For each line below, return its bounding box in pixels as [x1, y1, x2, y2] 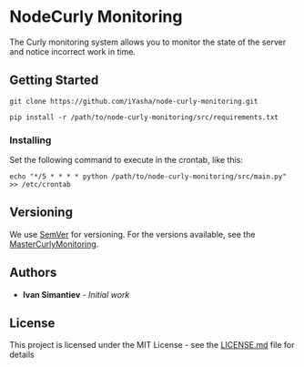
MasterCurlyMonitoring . [9, 239, 99, 250]
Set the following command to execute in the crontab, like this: [9, 155, 244, 166]
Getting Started [9, 73, 99, 88]
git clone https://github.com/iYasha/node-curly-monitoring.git [9, 97, 258, 106]
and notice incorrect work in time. [9, 46, 137, 56]
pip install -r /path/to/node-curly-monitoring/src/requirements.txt [9, 112, 279, 122]
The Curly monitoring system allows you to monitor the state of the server [9, 36, 287, 47]
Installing [9, 134, 52, 147]
